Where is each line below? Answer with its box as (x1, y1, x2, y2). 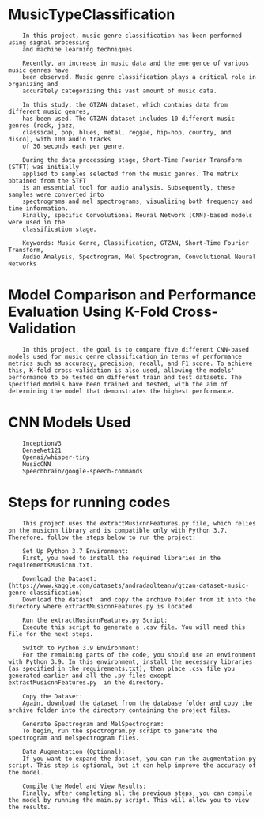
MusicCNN (22, 460, 51, 468)
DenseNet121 (22, 446, 62, 454)
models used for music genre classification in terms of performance (8, 352, 243, 360)
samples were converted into (8, 190, 104, 198)
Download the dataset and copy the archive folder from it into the (22, 595, 257, 604)
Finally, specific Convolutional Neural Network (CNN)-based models (22, 211, 253, 219)
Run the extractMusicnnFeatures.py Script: (22, 616, 168, 624)
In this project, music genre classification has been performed (22, 32, 243, 40)
